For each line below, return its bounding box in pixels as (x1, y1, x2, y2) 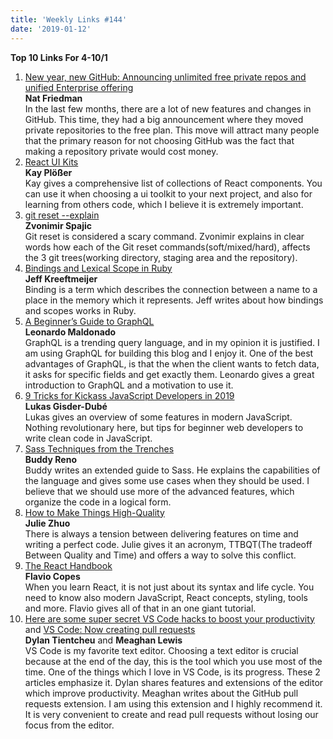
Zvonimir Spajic (24, 219, 92, 231)
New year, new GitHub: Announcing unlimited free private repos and (24, 71, 307, 83)
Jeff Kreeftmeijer (24, 272, 98, 285)
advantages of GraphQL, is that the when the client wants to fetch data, (24, 357, 320, 370)
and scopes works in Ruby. (24, 304, 137, 316)
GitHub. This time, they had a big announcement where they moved (24, 113, 304, 125)
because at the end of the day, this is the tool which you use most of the (24, 655, 323, 667)
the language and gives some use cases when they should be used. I (24, 474, 310, 486)
